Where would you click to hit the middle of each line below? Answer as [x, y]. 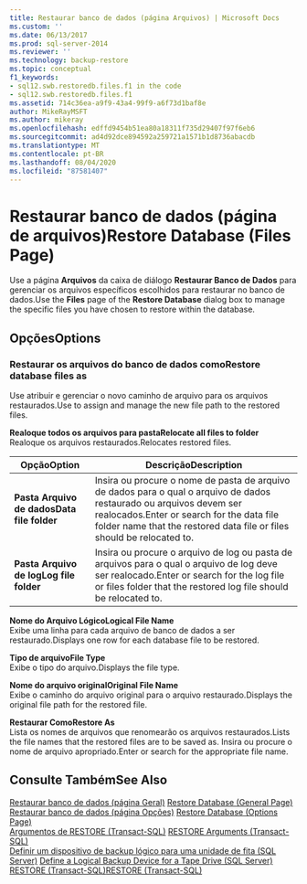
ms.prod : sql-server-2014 [58, 43]
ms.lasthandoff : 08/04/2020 [63, 162]
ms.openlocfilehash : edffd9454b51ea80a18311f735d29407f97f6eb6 [132, 129]
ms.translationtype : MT [55, 145]
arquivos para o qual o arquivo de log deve [186, 564]
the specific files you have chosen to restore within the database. [132, 309]
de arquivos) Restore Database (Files [150, 235]
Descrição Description [194, 465]
